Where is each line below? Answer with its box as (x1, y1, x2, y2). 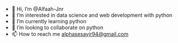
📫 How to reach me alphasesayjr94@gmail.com (11, 31, 129, 37)
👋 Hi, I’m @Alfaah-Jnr (11, 6, 64, 12)
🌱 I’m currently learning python (11, 18, 87, 24)
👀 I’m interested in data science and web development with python (11, 12, 173, 19)
